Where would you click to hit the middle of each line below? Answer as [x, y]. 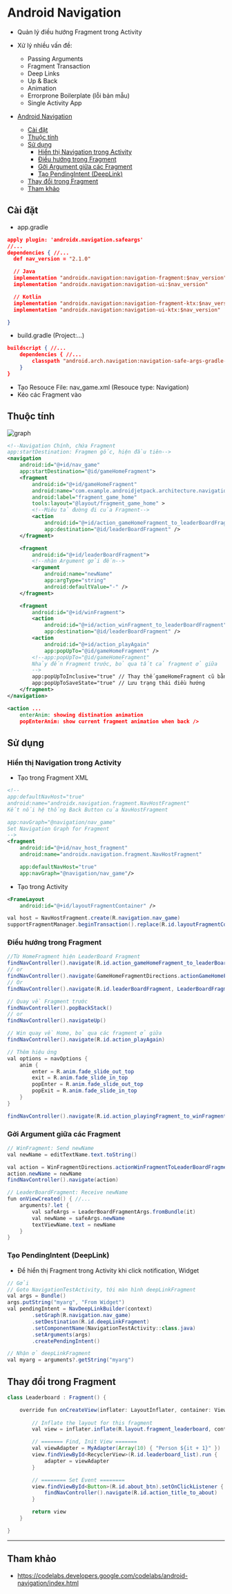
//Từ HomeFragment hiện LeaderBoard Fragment [74, 957]
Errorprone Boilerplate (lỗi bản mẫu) [78, 96]
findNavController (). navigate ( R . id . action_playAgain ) [86, 1040]
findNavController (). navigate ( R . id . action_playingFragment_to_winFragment [117, 1116]
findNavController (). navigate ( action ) [63, 1180]
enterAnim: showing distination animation [81, 715]
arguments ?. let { [45, 1206]
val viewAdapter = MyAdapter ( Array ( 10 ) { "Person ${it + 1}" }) [126, 1449]
